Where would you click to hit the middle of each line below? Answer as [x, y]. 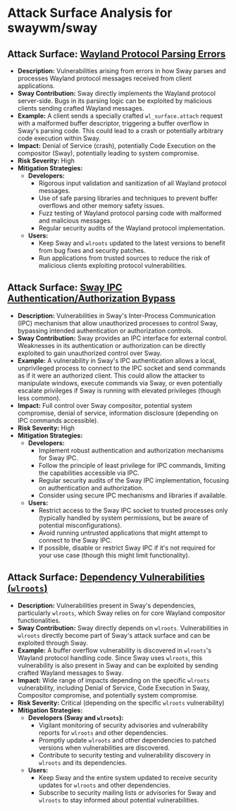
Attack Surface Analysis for [90, 13]
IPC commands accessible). [58, 420]
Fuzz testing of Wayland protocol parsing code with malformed [130, 213]
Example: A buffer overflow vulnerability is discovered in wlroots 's [114, 650]
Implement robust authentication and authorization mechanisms [131, 450]
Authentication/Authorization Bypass [92, 298]
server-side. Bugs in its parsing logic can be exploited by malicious [115, 101]
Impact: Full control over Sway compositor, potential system [105, 405]
